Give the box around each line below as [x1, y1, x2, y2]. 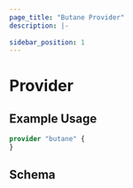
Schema [9, 168, 56, 183]
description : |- [9, 21, 69, 30]
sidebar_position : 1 [9, 37, 86, 47]
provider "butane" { [9, 135, 86, 144]
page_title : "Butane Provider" [9, 12, 125, 22]
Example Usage [9, 111, 98, 126]
